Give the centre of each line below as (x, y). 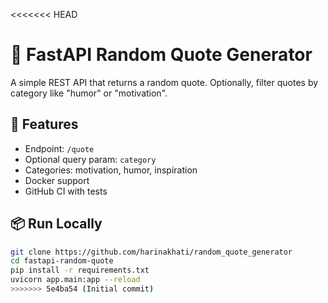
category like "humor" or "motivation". (89, 93)
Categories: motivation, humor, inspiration (111, 170)
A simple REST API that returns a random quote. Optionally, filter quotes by (164, 82)
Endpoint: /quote (59, 148)
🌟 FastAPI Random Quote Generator (161, 55)
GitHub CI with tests (66, 191)
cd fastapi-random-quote (62, 261)
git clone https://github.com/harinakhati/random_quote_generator (151, 252)
